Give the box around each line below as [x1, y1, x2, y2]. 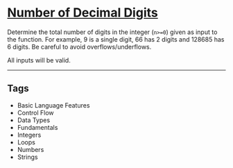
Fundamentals [17, 123, 58, 131]
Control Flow [17, 108, 54, 117]
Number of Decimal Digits [7, 5, 158, 21]
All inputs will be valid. [7, 56, 71, 64]
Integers [17, 131, 42, 139]
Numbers [17, 145, 44, 153]
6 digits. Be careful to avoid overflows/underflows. [7, 42, 152, 51]
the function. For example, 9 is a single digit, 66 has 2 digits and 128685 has [7, 35, 225, 43]
